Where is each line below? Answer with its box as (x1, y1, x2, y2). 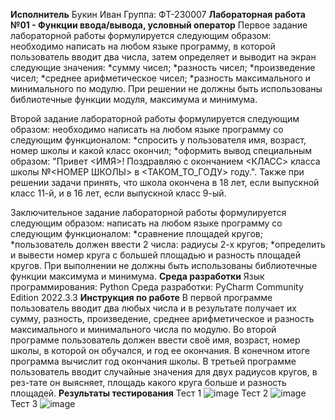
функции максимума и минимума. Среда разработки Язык (10, 270, 265, 282)
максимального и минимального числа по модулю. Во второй (10, 324, 277, 335)
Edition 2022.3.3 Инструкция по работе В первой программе (10, 292, 273, 303)
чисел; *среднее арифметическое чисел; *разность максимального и (10, 72, 312, 84)
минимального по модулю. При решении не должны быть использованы (10, 83, 323, 94)
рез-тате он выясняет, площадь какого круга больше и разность (10, 377, 287, 388)
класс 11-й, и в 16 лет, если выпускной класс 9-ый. (10, 187, 227, 199)
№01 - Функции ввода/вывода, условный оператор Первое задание (10, 19, 308, 31)
